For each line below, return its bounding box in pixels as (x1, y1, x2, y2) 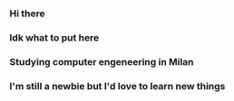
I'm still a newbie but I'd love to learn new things (9, 79, 226, 92)
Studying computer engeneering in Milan (9, 55, 194, 68)
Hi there (9, 7, 45, 20)
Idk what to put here (9, 31, 100, 43)
